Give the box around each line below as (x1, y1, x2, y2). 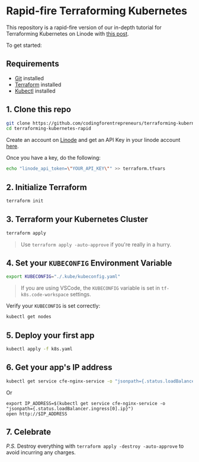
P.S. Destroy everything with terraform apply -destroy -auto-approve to (6, 442, 184, 450)
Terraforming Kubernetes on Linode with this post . (6, 30, 129, 37)
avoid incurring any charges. (6, 449, 76, 456)
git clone (6, 120, 31, 126)
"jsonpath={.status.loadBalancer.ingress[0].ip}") (6, 406, 134, 412)
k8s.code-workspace (20, 292, 69, 298)
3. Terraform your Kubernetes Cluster (6, 214, 148, 224)
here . (6, 143, 19, 150)
